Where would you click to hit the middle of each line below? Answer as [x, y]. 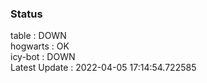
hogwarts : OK [40, 46]
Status [26, 14]
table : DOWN [38, 36]
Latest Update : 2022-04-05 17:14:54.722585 [103, 68]
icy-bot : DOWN [43, 57]
